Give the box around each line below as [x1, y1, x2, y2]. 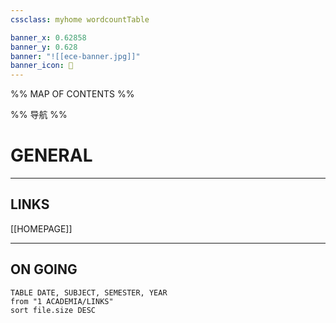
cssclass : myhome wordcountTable [10, 14, 150, 25]
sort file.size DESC [10, 305, 97, 315]
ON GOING [10, 261, 78, 278]
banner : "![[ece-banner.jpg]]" [10, 51, 141, 61]
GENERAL [10, 144, 93, 167]
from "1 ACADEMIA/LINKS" [10, 296, 114, 306]
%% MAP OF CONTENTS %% [10, 88, 135, 100]
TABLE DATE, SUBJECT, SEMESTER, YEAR [10, 287, 168, 298]
